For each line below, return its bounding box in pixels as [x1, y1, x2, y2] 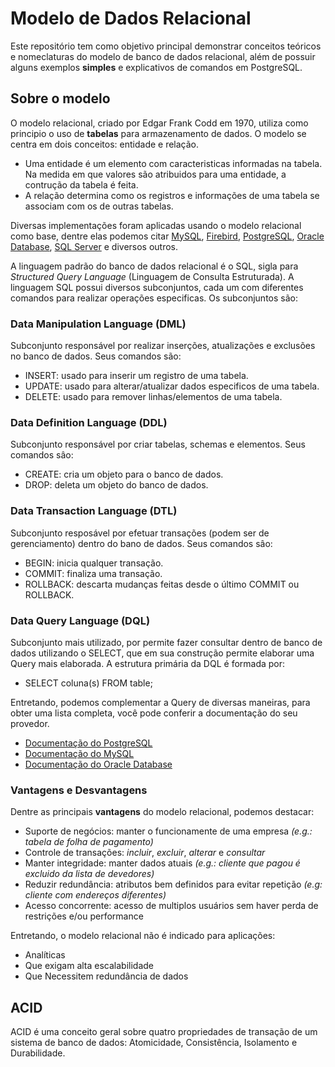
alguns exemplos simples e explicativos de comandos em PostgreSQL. [10, 61, 303, 73]
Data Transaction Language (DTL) [10, 504, 178, 518]
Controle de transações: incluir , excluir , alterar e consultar [24, 847, 266, 859]
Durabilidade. [10, 1047, 66, 1059]
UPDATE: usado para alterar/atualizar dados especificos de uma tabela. [24, 380, 320, 392]
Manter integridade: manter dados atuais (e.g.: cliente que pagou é [24, 857, 301, 869]
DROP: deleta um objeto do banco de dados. [24, 479, 209, 491]
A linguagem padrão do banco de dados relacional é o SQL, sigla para [10, 260, 299, 272]
